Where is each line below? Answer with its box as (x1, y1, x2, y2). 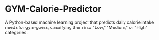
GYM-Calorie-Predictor (5, 3, 102, 14)
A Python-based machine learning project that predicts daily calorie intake (5, 19, 154, 25)
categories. (5, 29, 28, 35)
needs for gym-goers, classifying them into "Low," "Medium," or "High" (5, 24, 148, 30)
